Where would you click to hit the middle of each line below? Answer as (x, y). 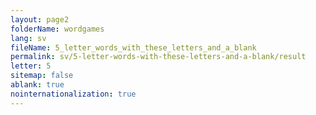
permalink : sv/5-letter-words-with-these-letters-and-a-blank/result (158, 57)
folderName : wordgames (57, 29)
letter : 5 (31, 66)
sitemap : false (42, 76)
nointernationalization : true (73, 94)
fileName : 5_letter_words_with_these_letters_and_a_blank (133, 47)
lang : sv (28, 38)
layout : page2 (40, 19)
